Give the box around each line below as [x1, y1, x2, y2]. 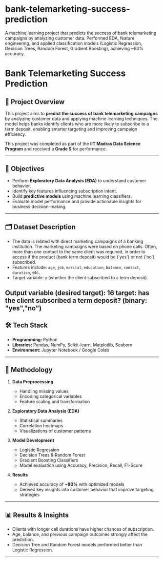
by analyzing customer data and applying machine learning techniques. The [5, 116, 158, 122]
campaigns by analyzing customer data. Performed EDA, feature [5, 35, 135, 41]
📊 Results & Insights [5, 511, 69, 519]
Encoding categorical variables [19, 393, 82, 399]
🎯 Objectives [5, 165, 45, 173]
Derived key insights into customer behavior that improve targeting [19, 486, 154, 492]
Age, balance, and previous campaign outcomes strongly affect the [12, 531, 148, 538]
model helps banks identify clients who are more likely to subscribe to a [5, 121, 149, 126]
